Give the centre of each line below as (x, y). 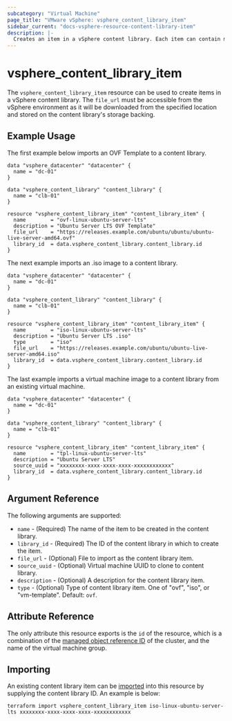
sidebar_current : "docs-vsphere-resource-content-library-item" (101, 26)
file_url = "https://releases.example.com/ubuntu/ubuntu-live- (111, 348)
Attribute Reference (51, 616)
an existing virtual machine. (46, 386)
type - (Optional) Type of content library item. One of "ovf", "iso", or (113, 587)
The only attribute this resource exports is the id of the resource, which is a (115, 633)
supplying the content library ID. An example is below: (84, 693)
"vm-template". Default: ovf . (57, 595)
